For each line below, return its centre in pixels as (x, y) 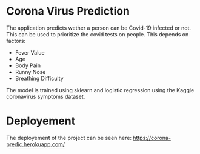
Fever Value (30, 52)
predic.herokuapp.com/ (36, 144)
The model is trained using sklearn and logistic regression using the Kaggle (100, 90)
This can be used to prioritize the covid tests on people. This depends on (98, 34)
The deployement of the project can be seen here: (69, 138)
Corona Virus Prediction (68, 11)
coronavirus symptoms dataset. (46, 96)
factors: (16, 41)
